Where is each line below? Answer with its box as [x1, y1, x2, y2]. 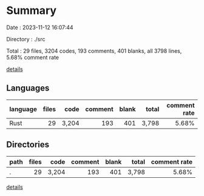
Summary [6, 4, 56, 18]
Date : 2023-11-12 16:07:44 [6, 24, 74, 31]
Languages [6, 83, 50, 93]
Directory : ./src [6, 35, 46, 42]
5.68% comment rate [6, 53, 59, 61]
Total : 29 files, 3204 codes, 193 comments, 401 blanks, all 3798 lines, [6, 47, 182, 55]
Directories [6, 140, 50, 150]
